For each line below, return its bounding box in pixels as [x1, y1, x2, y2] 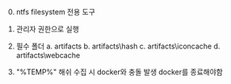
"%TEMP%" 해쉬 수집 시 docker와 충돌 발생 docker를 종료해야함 [15, 67, 224, 77]
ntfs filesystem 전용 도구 [15, 7, 95, 16]
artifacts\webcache [15, 51, 81, 60]
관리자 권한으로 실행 [15, 24, 79, 34]
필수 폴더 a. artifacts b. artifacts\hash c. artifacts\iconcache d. [15, 41, 220, 51]
